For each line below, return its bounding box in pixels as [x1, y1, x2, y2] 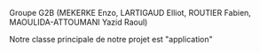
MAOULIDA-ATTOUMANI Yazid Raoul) [9, 17, 148, 27]
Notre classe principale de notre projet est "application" [9, 34, 213, 44]
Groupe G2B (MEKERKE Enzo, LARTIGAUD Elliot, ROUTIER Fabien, [9, 8, 251, 18]
